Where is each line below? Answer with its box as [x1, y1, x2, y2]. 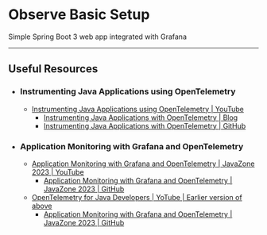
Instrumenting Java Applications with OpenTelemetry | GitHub [43, 121, 246, 130]
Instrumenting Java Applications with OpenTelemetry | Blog [43, 113, 238, 122]
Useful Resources [8, 62, 99, 76]
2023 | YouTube [31, 167, 85, 176]
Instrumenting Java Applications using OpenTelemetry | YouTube [31, 104, 244, 114]
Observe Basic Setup [8, 6, 150, 24]
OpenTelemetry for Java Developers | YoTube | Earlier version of [31, 192, 242, 202]
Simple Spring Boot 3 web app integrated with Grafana [8, 32, 187, 41]
